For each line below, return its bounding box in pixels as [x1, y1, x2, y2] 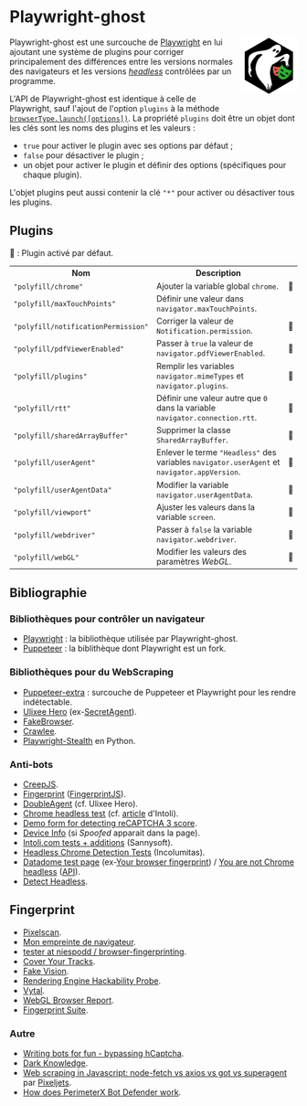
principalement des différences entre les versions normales [9, 56, 233, 67]
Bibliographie [9, 585, 88, 601]
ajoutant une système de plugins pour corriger [9, 46, 185, 57]
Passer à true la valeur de [156, 338, 254, 349]
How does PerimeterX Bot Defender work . [22, 1087, 182, 1098]
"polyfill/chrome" [13, 282, 84, 292]
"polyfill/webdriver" [13, 530, 96, 540]
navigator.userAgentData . [156, 489, 253, 500]
